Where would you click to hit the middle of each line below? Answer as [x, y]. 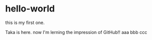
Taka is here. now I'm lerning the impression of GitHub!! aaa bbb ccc [76, 32]
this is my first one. [25, 22]
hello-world [30, 9]
